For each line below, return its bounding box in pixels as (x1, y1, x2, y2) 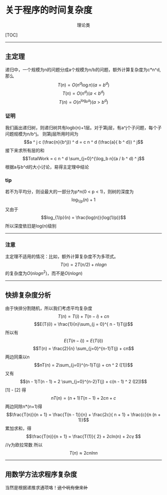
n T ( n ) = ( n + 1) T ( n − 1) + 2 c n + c (51, 395, 116, 401)
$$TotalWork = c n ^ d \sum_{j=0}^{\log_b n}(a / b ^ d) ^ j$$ (22, 156, 145, 162)
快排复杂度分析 (5, 291, 51, 299)
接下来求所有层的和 (5, 148, 45, 154)
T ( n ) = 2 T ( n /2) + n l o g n (60, 261, 107, 267)
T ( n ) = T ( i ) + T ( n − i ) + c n (58, 313, 109, 319)
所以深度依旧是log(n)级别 (5, 223, 57, 229)
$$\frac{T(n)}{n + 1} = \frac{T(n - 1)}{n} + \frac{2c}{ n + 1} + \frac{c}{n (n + (6, 411, 161, 417)
